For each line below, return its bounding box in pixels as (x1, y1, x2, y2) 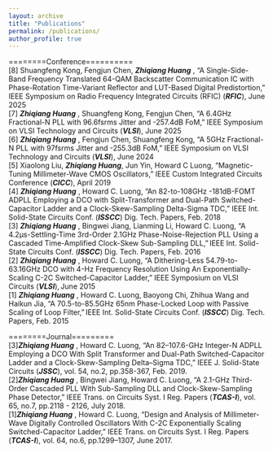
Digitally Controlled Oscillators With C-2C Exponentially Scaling (29, 418, 242, 428)
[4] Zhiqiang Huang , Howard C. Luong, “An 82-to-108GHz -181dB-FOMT (8, 186, 256, 196)
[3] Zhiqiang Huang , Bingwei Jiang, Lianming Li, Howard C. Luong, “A (8, 221, 246, 231)
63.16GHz (8, 264, 41, 274)
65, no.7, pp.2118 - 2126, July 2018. (8, 401, 126, 411)
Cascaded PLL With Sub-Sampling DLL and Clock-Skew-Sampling (29, 384, 253, 394)
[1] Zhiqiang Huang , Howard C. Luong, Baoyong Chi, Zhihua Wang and (8, 290, 249, 300)
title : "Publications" (8, 20, 86, 28)
